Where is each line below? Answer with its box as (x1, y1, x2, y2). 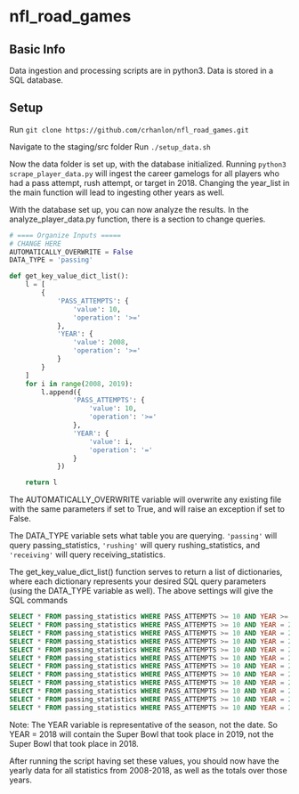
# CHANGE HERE (9, 239, 62, 248)
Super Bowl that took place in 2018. (9, 738, 140, 749)
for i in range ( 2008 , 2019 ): (25, 379, 133, 388)
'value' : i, (88, 437, 133, 446)
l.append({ (41, 387, 82, 397)
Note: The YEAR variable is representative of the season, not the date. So (9, 719, 279, 730)
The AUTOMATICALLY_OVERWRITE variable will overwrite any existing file (9, 494, 282, 505)
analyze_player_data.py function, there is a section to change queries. (9, 214, 266, 224)
